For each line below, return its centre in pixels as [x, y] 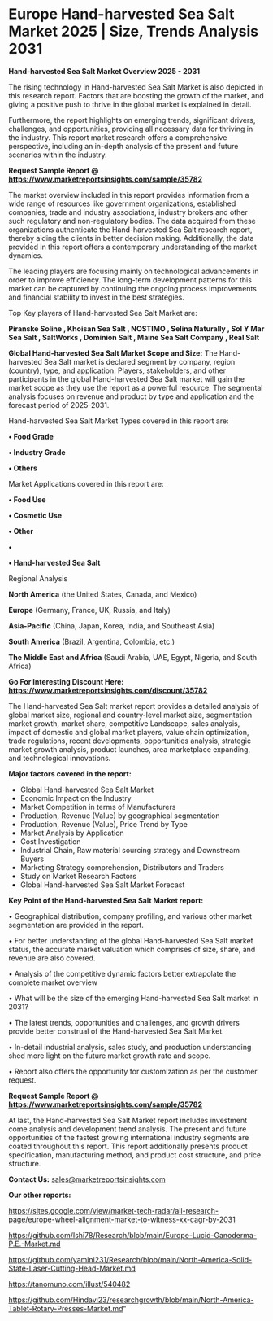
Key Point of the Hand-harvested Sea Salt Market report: [106, 900]
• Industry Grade [37, 452]
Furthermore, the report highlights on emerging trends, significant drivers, [132, 120]
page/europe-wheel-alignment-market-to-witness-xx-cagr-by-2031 [122, 1219]
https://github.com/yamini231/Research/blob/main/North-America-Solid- [130, 1259]
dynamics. [26, 255]
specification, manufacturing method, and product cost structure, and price [135, 1155]
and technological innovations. [60, 758]
